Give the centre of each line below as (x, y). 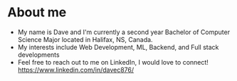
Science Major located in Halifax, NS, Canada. (85, 39)
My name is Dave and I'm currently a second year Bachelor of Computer (123, 32)
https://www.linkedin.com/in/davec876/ (76, 70)
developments (38, 55)
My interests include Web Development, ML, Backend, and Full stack (118, 47)
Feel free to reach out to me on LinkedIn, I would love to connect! (113, 62)
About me (37, 12)
